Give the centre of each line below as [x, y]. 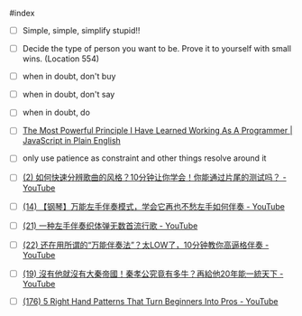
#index [22, 13]
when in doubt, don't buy [69, 77]
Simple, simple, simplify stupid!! [81, 30]
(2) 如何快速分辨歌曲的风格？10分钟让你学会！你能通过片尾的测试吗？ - [154, 177]
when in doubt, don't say [69, 95]
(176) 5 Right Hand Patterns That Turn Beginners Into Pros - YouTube [150, 301]
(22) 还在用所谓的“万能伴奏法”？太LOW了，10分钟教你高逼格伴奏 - [146, 245]
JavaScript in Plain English [72, 141]
